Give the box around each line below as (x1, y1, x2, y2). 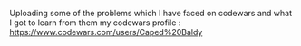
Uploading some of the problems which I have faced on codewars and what (9, 8, 293, 18)
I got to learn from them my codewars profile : (9, 17, 181, 28)
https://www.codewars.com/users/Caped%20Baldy (9, 27, 203, 37)
